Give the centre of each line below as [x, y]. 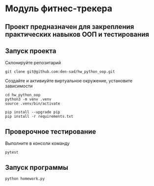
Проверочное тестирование [51, 131]
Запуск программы [37, 167]
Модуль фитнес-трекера [59, 9]
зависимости [19, 86]
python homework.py [25, 179]
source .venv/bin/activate [33, 104]
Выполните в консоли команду [38, 143]
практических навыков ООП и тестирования [77, 34]
